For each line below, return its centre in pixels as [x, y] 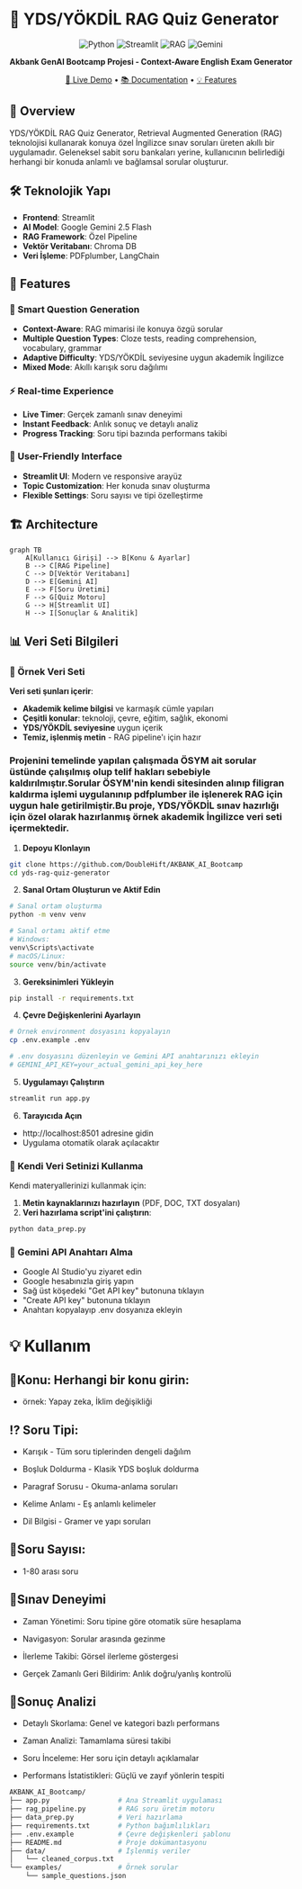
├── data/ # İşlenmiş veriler [100, 1851]
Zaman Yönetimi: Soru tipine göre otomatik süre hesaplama [132, 1621]
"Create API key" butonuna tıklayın [86, 1300]
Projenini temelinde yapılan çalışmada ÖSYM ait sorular [133, 760]
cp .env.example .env [50, 1040]
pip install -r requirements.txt [72, 998]
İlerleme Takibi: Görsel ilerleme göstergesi [100, 1656]
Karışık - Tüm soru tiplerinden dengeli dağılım [107, 1452]
